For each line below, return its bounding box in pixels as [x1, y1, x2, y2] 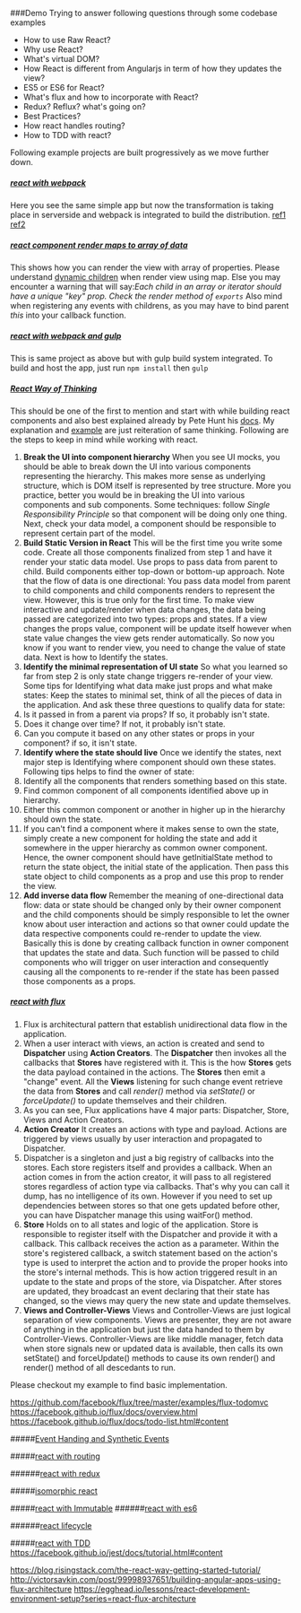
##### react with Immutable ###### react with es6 [10, 1503, 198, 1513]
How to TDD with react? [22, 130, 112, 140]
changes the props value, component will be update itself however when [22, 623, 292, 633]
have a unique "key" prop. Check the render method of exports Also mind [10, 291, 283, 301]
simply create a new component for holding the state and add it [22, 833, 258, 843]
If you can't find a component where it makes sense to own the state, [22, 823, 279, 833]
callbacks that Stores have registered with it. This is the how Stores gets [22, 1057, 292, 1068]
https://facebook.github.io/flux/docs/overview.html [10, 1406, 198, 1417]
